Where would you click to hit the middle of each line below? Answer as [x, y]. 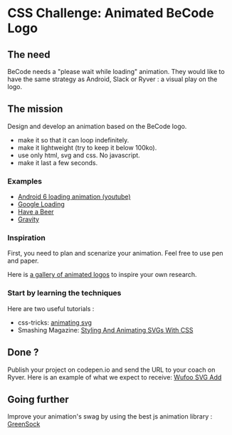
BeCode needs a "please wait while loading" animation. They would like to [116, 72]
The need [29, 54]
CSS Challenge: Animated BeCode [111, 13]
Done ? [23, 353]
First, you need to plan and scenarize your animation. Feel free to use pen [115, 253]
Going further [38, 399]
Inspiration [27, 238]
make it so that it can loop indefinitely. [73, 140]
